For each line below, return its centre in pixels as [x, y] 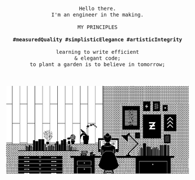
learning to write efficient [97, 52]
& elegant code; [97, 58]
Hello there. [97, 8]
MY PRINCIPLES [97, 27]
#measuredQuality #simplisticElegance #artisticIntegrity [97, 39]
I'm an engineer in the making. [97, 15]
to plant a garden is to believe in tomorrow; [97, 65]
